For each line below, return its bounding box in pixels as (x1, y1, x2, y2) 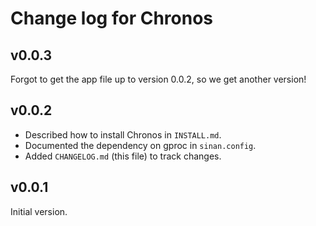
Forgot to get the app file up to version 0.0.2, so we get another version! (10, 73, 307, 85)
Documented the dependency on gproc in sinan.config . (24, 139, 257, 151)
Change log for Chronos (10, 7, 213, 30)
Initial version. (10, 205, 68, 217)
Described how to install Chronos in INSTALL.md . (24, 128, 222, 141)
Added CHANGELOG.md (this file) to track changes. (24, 150, 222, 162)
